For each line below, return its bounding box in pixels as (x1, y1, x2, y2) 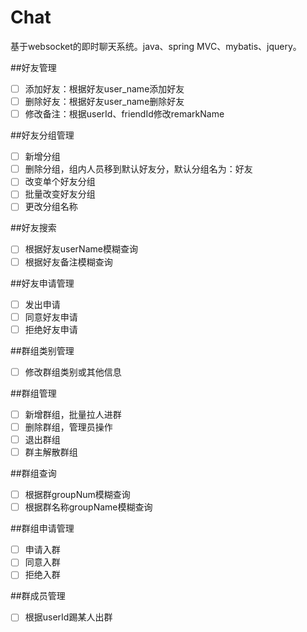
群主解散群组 (24, 446, 78, 458)
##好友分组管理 (10, 129, 75, 141)
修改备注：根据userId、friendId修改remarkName (24, 108, 225, 120)
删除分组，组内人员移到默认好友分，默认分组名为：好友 (24, 163, 253, 175)
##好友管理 (10, 61, 57, 73)
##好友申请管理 (10, 277, 75, 289)
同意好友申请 (24, 311, 78, 323)
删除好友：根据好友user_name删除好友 (24, 96, 185, 107)
